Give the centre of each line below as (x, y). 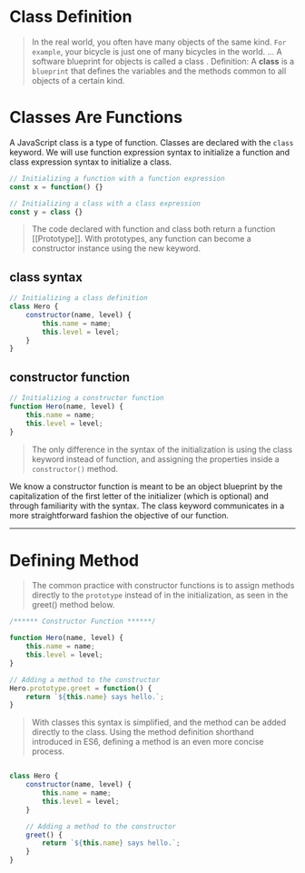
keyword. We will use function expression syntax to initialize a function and (150, 152)
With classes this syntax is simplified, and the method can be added (159, 722)
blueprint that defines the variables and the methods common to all (159, 71)
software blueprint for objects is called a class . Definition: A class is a (163, 61)
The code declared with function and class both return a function (153, 229)
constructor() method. (75, 468)
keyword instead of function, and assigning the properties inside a (155, 459)
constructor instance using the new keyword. (116, 248)
